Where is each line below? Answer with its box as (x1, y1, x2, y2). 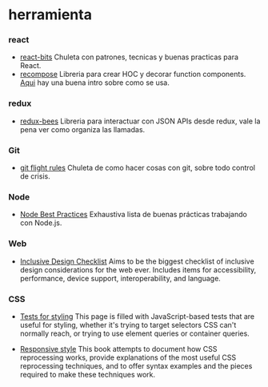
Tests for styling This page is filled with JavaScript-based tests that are (19, 311, 254, 321)
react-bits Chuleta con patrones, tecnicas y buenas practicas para (19, 52, 238, 62)
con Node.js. (19, 218, 62, 228)
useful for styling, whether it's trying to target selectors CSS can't (19, 320, 237, 329)
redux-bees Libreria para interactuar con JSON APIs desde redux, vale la (19, 116, 261, 126)
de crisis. (19, 171, 50, 181)
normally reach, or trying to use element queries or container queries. (19, 329, 250, 338)
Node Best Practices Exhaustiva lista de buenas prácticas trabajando (19, 210, 248, 220)
